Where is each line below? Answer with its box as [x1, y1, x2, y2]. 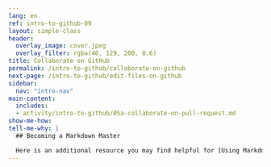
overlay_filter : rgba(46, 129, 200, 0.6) [15, 49, 157, 57]
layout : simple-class [8, 27, 81, 35]
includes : [15, 102, 48, 110]
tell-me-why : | [8, 124, 60, 132]
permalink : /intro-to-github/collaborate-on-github [8, 65, 186, 73]
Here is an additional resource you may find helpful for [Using [15, 146, 240, 154]
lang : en [8, 11, 38, 20]
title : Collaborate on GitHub [8, 57, 110, 65]
